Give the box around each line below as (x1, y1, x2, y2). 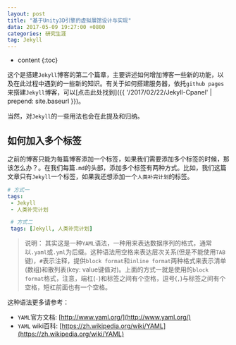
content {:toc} (17, 56, 58, 64)
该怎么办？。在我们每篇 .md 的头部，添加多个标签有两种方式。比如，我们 (7, 163, 215, 171)
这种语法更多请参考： (7, 298, 69, 307)
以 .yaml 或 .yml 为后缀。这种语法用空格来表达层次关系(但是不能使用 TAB (24, 248, 225, 256)
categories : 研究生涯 (7, 30, 67, 37)
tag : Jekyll (7, 37, 42, 44)
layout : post (7, 10, 46, 18)
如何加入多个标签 (7, 135, 82, 147)
